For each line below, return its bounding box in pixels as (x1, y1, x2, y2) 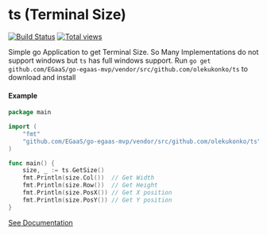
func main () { (8, 159, 56, 168)
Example (8, 91, 38, 100)
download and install (8, 72, 76, 82)
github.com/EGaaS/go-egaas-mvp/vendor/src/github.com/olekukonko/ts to (8, 64, 249, 73)
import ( (8, 123, 37, 131)
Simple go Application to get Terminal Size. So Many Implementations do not (8, 47, 259, 56)
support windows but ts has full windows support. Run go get (8, 56, 211, 65)
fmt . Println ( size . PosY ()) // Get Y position (22, 196, 172, 204)
